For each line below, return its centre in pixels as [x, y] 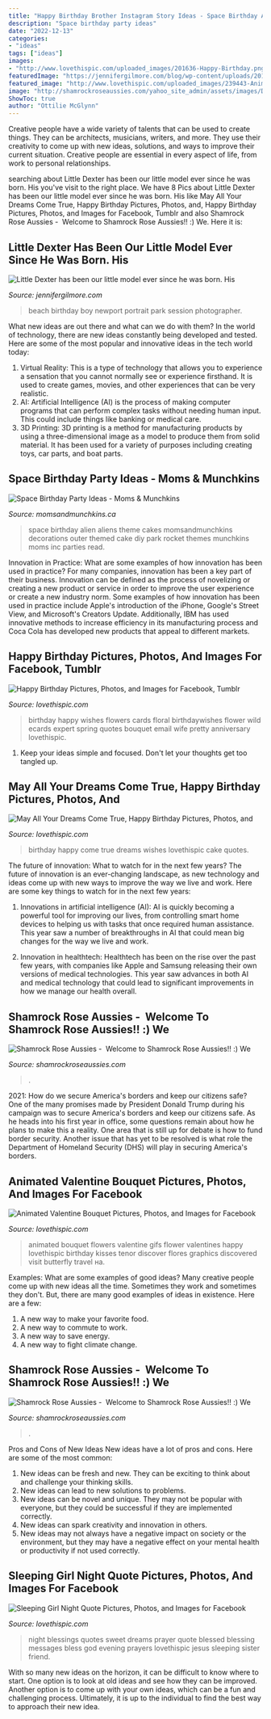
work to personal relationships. [60, 163]
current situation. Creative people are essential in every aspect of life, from [133, 155]
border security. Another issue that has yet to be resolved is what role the [130, 1139]
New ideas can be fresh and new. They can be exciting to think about [135, 1473]
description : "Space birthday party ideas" [83, 23]
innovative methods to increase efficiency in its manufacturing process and [133, 622]
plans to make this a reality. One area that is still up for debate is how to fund [135, 1130]
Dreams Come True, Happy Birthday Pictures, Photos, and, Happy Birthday [132, 205]
